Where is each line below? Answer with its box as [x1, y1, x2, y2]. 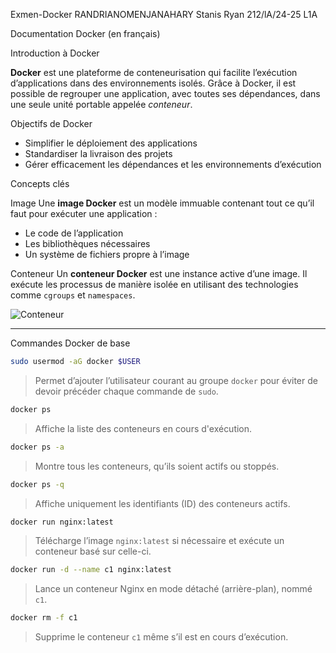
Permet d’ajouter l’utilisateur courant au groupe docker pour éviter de [34, 374, 318, 386]
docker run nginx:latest [10, 517, 114, 527]
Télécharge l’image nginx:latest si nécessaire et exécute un [34, 535, 285, 547]
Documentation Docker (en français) [10, 28, 161, 39]
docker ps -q [10, 479, 65, 489]
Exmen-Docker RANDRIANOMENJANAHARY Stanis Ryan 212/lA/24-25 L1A [10, 9, 318, 20]
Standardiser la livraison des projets [24, 148, 173, 159]
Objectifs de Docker [10, 118, 93, 129]
